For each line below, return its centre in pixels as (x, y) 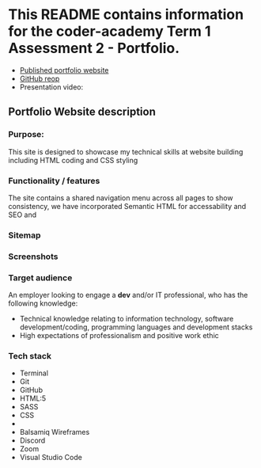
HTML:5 (33, 398)
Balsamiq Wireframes (55, 432)
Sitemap (25, 235)
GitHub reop (40, 78)
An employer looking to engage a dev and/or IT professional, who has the (128, 295)
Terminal (34, 373)
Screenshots (33, 257)
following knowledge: (43, 303)
